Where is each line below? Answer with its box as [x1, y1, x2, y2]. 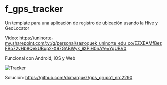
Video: [5, 35, 19, 41]
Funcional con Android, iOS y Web [5, 55, 76, 61]
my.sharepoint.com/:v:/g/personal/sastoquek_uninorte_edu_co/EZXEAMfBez [5, 40, 162, 46]
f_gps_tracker [5, 3, 64, 15]
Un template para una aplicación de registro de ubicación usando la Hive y [5, 20, 158, 26]
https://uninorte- [19, 35, 54, 41]
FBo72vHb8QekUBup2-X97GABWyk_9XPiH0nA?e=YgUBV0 [5, 45, 127, 51]
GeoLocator [5, 25, 30, 31]
